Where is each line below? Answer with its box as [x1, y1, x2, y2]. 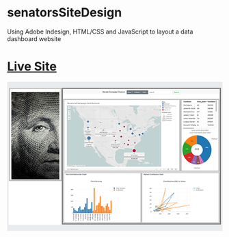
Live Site [7, 59, 57, 75]
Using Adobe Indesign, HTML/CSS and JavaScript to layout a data [7, 27, 193, 36]
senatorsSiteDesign [7, 5, 122, 21]
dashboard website [7, 34, 62, 42]
